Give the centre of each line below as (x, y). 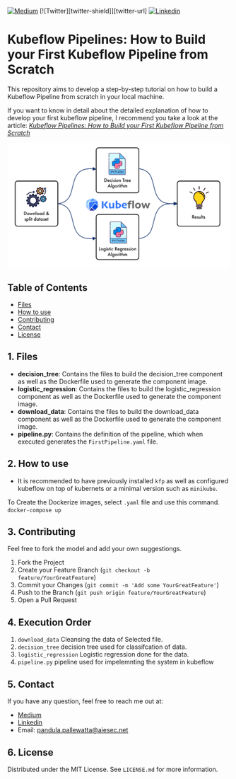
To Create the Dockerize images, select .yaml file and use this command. (114, 502)
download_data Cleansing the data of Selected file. (90, 640)
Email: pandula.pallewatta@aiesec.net (73, 730)
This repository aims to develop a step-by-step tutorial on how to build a (112, 89)
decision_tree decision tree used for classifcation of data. (102, 647)
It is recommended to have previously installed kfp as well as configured (123, 480)
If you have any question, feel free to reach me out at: (85, 701)
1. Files (23, 357)
